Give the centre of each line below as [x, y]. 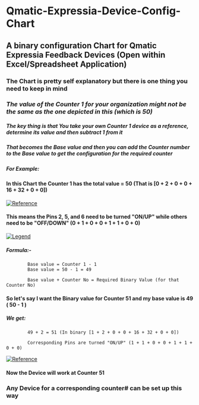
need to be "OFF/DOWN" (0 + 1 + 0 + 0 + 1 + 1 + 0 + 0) [73, 223]
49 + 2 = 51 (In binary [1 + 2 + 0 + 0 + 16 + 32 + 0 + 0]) [103, 332]
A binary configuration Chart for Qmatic [82, 45]
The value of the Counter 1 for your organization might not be [97, 104]
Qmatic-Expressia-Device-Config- [94, 11]
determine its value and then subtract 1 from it [64, 133]
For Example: [23, 168]
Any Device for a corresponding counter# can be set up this [94, 388]
